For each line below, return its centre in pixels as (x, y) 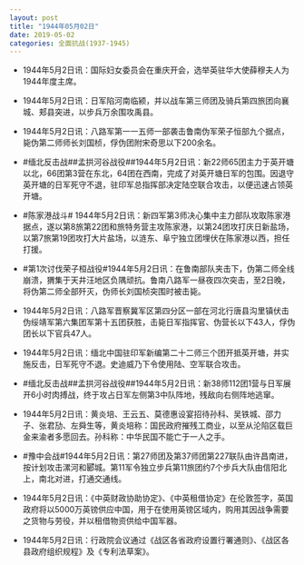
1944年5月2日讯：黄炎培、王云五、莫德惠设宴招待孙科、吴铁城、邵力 (152, 414)
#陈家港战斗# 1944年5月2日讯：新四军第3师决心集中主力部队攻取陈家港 (157, 215)
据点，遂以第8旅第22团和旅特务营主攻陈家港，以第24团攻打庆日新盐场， (158, 227)
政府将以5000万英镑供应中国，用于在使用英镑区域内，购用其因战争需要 (156, 510)
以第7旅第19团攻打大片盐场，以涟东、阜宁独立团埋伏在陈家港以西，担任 (156, 238)
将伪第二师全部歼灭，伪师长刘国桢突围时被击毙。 (114, 292)
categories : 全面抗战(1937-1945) (70, 43)
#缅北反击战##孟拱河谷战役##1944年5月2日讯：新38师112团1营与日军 (153, 383)
